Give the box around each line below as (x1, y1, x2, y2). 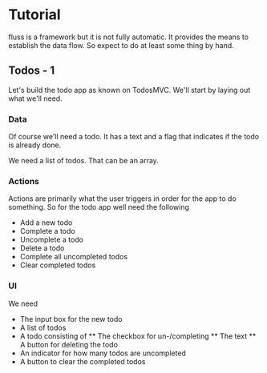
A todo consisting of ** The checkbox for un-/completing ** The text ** (19, 331, 257, 341)
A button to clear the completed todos (19, 356, 146, 366)
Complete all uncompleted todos (19, 252, 128, 262)
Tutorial (8, 6, 62, 24)
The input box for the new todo (19, 314, 123, 323)
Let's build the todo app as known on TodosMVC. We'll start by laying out (8, 85, 251, 94)
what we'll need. (8, 94, 63, 103)
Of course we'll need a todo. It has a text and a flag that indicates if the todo (8, 132, 259, 142)
